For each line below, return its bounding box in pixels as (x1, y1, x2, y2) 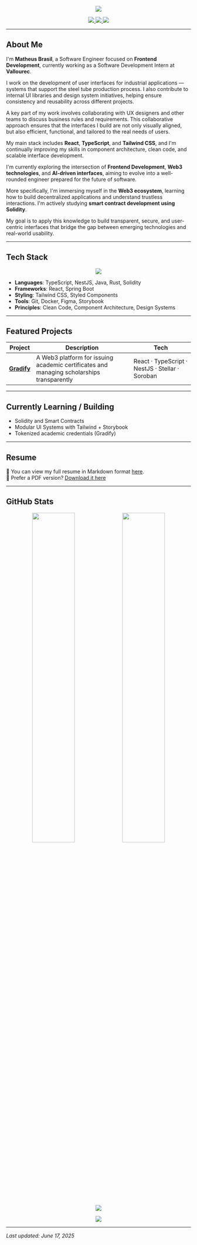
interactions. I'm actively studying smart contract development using (6, 200, 175, 207)
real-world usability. (6, 230, 55, 237)
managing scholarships (36, 368, 101, 376)
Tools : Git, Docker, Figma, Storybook (14, 297, 104, 305)
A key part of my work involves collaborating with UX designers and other (6, 109, 185, 116)
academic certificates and (36, 361, 108, 369)
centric (6, 223, 23, 230)
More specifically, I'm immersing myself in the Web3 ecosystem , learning (6, 187, 185, 194)
